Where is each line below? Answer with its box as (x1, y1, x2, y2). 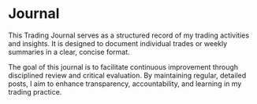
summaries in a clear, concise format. (8, 47, 130, 56)
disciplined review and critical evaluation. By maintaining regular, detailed (8, 70, 247, 80)
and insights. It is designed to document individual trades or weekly (8, 38, 228, 48)
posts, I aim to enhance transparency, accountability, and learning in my (8, 79, 242, 88)
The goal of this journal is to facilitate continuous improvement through (8, 62, 239, 71)
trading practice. (8, 87, 62, 96)
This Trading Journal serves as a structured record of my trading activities (8, 30, 250, 40)
